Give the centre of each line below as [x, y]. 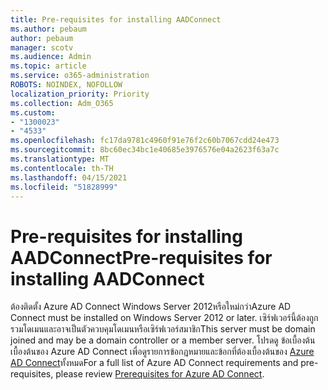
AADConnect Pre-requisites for [141, 257]
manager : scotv [42, 47]
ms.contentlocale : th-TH [62, 168]
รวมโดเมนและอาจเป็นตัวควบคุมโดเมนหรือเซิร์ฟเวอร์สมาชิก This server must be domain [163, 329]
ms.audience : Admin [51, 57]
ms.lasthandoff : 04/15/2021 [69, 177]
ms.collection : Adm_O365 [62, 103]
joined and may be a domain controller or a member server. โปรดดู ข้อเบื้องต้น [163, 340]
